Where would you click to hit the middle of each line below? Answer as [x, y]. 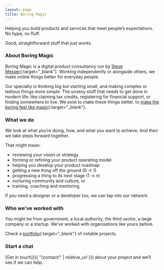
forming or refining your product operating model [62, 160]
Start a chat [19, 246]
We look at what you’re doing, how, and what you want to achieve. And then [82, 131]
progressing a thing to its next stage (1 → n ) [56, 176]
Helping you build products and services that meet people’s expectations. [79, 28]
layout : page [18, 10]
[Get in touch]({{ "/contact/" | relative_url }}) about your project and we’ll [78, 257]
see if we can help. [24, 262]
